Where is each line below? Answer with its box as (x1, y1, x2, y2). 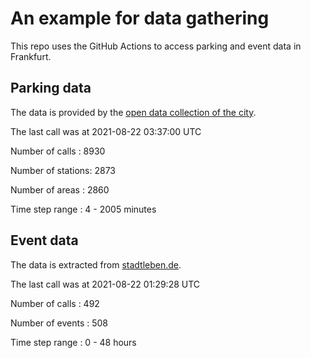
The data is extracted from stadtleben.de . (10, 258, 182, 271)
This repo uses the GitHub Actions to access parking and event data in (10, 40, 302, 52)
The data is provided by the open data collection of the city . (10, 106, 257, 118)
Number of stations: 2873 (10, 164, 116, 176)
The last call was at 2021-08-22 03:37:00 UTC (10, 125, 202, 137)
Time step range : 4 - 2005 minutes (10, 203, 157, 215)
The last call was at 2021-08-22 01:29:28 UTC (10, 278, 201, 290)
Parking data (10, 80, 92, 97)
